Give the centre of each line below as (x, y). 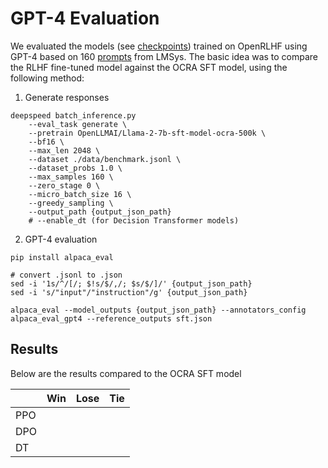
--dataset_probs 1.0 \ (75, 168)
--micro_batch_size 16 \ (80, 194)
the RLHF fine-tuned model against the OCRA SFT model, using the (149, 67)
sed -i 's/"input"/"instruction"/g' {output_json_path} (129, 292)
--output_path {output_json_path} (100, 212)
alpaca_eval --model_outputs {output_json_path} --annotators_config (158, 310)
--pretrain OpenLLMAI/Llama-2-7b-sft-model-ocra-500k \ (147, 133)
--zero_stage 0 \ (64, 185)
